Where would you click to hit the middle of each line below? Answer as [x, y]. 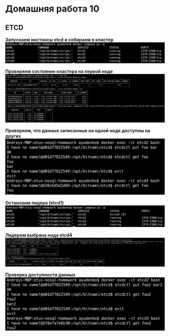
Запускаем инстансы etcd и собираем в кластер [59, 40]
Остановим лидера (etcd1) [35, 203]
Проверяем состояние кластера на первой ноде [59, 71]
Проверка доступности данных [40, 275]
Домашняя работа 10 [52, 9]
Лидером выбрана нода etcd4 [39, 235]
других [13, 136]
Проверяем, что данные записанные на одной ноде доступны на [78, 131]
